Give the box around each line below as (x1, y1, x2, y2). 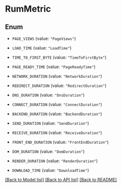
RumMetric (5, 3, 51, 15)
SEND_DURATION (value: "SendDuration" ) (12, 120, 89, 126)
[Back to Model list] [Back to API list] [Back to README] (5, 177, 117, 183)
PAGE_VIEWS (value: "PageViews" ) (12, 35, 76, 41)
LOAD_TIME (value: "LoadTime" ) (12, 45, 72, 51)
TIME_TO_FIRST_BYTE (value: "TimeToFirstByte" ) (12, 54, 106, 60)
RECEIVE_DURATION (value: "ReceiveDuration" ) (12, 130, 102, 136)
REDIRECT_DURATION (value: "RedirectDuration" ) (12, 83, 106, 88)
